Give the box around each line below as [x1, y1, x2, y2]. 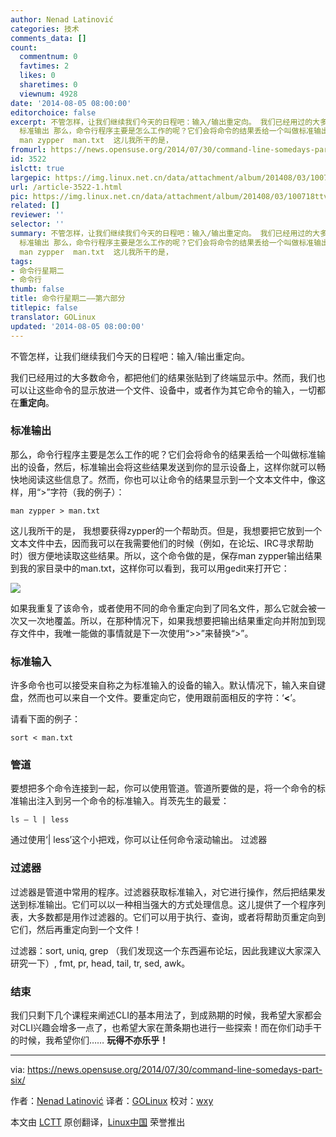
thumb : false [10, 284, 65, 295]
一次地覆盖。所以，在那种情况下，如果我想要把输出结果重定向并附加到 [27, 614, 317, 626]
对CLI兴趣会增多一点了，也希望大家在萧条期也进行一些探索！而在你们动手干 [10, 1021, 322, 1033]
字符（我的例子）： [49, 486, 125, 498]
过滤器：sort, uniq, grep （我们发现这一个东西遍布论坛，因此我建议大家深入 [10, 944, 322, 956]
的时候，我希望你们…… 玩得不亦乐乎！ [10, 1034, 169, 1046]
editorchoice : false [10, 107, 97, 118]
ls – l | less [10, 815, 70, 825]
